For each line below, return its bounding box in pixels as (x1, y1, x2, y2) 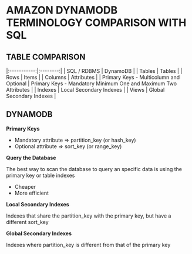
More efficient (14, 189, 49, 196)
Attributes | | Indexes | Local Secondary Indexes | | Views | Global (6, 86, 165, 93)
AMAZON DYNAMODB (6, 4, 118, 17)
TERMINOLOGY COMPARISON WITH (6, 16, 187, 29)
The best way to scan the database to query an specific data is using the (6, 165, 182, 172)
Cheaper (14, 183, 36, 190)
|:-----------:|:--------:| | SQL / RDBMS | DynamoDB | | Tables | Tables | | (6, 68, 183, 74)
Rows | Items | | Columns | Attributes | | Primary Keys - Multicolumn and (6, 74, 180, 81)
